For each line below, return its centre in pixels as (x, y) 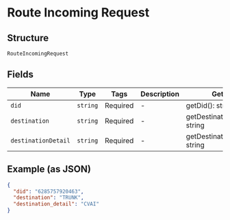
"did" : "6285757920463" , (49, 191)
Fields (21, 74)
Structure (28, 38)
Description (160, 94)
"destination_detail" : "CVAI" (56, 204)
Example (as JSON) (49, 169)
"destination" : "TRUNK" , (49, 198)
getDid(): (200, 106)
